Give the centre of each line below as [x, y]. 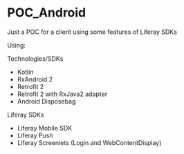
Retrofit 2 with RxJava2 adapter [62, 94]
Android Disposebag [46, 101]
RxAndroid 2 [35, 79]
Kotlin [25, 72]
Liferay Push [35, 135]
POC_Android [47, 13]
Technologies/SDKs [35, 58]
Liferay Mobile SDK [45, 128]
